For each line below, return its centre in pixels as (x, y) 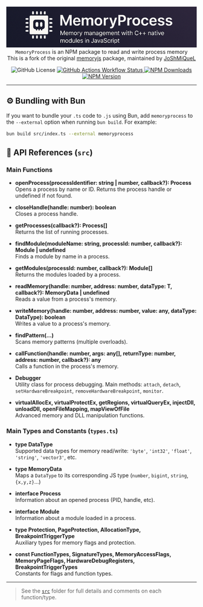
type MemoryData (38, 469)
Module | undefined (40, 250)
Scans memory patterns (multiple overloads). (71, 342)
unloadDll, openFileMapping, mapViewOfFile (72, 409)
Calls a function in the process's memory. (67, 367)
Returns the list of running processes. (62, 232)
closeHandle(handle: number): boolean (66, 207)
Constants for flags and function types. (64, 573)
